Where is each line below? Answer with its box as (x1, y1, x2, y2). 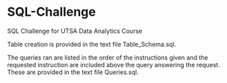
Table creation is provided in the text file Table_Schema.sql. (7, 40, 177, 48)
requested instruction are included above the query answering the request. (7, 60, 221, 69)
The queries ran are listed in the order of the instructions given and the (7, 53, 208, 62)
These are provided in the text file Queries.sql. (7, 68, 139, 76)
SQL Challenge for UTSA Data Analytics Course (7, 27, 143, 35)
